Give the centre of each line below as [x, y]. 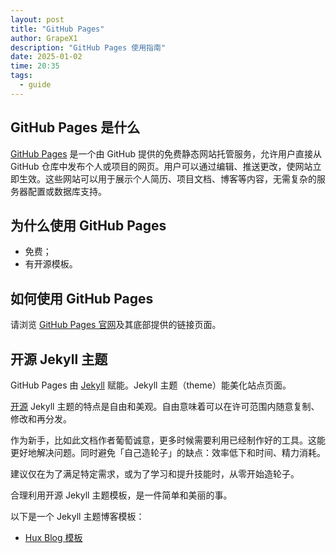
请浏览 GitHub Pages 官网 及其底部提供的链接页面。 [116, 325]
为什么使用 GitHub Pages [88, 225]
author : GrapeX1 [44, 38]
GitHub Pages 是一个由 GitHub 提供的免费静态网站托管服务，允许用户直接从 [166, 153]
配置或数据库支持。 [67, 191]
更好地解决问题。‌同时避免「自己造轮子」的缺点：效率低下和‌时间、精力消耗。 [168, 452]
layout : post [37, 19]
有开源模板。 [51, 264]
